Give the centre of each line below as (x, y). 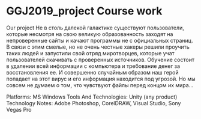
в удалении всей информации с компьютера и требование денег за (93, 66)
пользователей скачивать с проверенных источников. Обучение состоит (100, 59)
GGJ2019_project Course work (84, 11)
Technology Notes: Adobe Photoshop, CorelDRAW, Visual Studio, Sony (94, 103)
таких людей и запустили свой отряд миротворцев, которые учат (91, 53)
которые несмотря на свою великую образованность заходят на (90, 34)
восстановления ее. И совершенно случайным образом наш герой (92, 72)
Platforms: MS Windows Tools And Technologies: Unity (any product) (92, 97)
